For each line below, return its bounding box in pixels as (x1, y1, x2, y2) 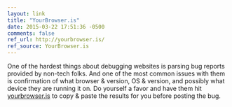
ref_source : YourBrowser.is (7, 43, 90, 50)
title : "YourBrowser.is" (7, 17, 80, 24)
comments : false (7, 29, 55, 37)
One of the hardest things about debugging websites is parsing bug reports (7, 62, 226, 70)
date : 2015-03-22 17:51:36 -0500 (7, 23, 105, 30)
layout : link (7, 10, 46, 17)
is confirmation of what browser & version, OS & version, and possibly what (7, 77, 225, 85)
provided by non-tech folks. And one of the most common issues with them (7, 69, 226, 78)
